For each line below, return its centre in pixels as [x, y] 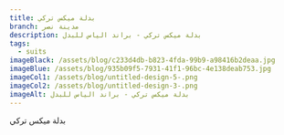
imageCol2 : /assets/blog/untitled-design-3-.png [104, 86]
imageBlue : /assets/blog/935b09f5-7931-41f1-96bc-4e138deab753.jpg [141, 69]
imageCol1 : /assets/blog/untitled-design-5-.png [104, 78]
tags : [20, 43]
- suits [32, 52]
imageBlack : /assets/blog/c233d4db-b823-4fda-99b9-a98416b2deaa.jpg [142, 60]
